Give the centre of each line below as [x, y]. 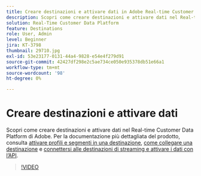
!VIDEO [30, 167]
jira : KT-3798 [24, 45]
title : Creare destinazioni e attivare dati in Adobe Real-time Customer [100, 12]
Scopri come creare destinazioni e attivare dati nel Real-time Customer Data [100, 130]
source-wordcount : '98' [36, 73]
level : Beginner [26, 40]
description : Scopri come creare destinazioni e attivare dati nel [92, 17]
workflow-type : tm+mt [33, 67]
